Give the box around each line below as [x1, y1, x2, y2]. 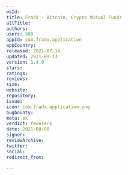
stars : [6, 64, 23, 71]
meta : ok [6, 115, 28, 121]
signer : [6, 132, 26, 138]
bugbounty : [6, 109, 34, 115]
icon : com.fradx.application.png [6, 103, 90, 110]
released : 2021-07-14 [6, 48, 61, 54]
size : [6, 82, 20, 88]
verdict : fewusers [6, 121, 52, 127]
